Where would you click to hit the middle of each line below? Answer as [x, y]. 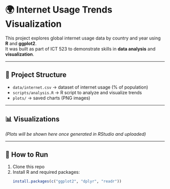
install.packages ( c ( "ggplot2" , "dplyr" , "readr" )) [67, 181]
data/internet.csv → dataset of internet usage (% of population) [80, 87]
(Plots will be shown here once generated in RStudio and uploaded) [76, 134]
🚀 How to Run [27, 154]
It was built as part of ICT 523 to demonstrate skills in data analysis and [80, 49]
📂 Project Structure [36, 75]
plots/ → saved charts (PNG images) [51, 98]
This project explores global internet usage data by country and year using [83, 38]
